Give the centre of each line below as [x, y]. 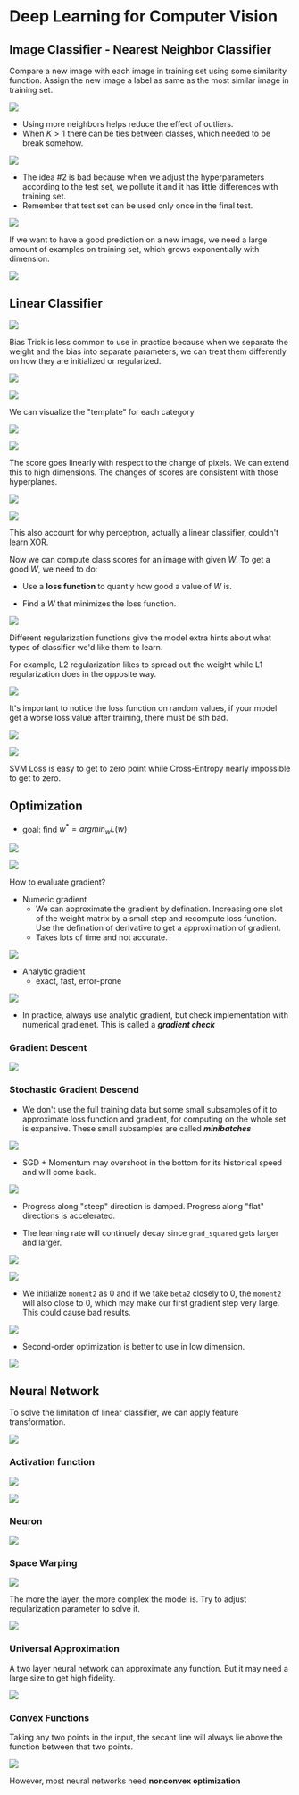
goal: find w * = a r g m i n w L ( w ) [75, 830]
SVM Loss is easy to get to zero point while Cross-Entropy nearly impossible [150, 768]
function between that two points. [71, 1747]
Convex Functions [50, 1717]
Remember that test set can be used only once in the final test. [137, 206]
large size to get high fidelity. [62, 1678]
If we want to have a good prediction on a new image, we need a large [138, 240]
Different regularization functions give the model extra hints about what [141, 638]
